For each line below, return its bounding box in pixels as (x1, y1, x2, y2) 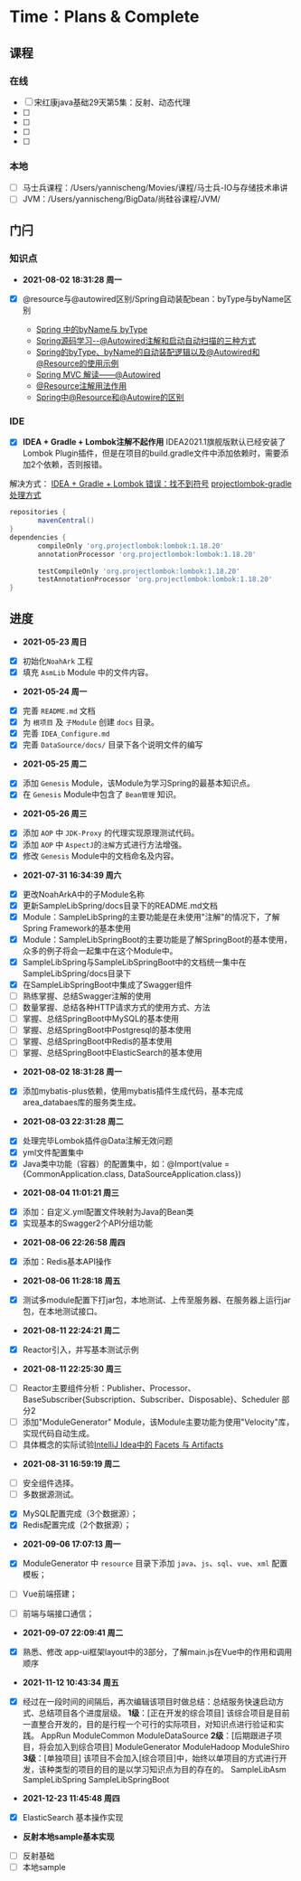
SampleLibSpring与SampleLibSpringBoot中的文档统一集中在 (22, 956, 247, 967)
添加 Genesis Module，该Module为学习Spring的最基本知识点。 (22, 777, 255, 789)
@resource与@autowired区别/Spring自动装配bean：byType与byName (22, 293, 285, 304)
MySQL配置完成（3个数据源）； (22, 1509, 138, 1519)
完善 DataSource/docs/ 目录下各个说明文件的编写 (22, 739, 203, 750)
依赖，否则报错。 (43, 459, 108, 470)
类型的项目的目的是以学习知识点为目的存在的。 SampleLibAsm (53, 1763, 287, 1774)
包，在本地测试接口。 (22, 1305, 102, 1316)
